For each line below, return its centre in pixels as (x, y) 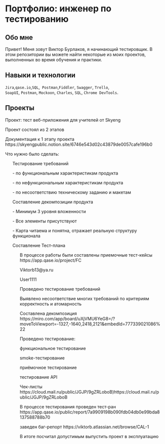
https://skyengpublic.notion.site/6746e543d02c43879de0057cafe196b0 (79, 144)
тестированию (37, 19)
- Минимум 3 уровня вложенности (49, 211)
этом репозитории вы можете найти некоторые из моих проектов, (76, 54)
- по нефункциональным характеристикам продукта (68, 182)
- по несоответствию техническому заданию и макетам (72, 192)
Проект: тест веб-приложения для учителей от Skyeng (63, 120)
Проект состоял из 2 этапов (35, 130)
